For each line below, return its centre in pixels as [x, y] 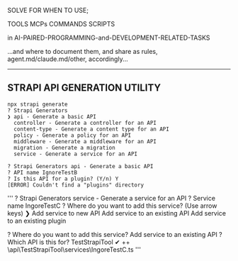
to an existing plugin [37, 221]
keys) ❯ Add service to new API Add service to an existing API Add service [117, 213]
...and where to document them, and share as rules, [83, 51]
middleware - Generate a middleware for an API [85, 141]
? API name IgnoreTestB [42, 172]
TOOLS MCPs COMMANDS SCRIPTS [61, 24]
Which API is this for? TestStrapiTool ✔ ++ [69, 242]
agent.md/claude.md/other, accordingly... [68, 59]
